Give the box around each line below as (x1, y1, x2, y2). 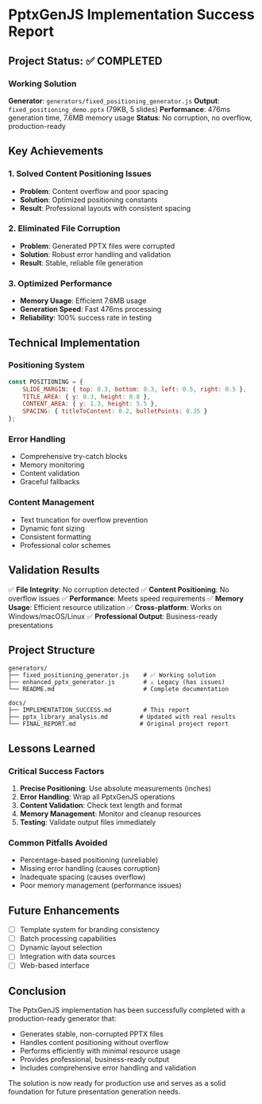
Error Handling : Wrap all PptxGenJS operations (19, 792, 175, 801)
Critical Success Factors (8, 765, 105, 776)
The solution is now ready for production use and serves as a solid (8, 1079, 226, 1088)
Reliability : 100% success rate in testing (19, 313, 152, 323)
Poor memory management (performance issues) (19, 880, 182, 890)
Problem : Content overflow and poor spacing (19, 186, 168, 196)
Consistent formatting (19, 531, 91, 542)
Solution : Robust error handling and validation (19, 249, 171, 259)
